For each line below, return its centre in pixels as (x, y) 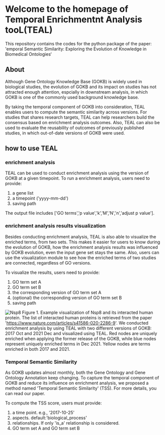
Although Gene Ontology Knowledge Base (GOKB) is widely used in (74, 81)
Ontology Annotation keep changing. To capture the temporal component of (82, 378)
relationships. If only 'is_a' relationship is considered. (66, 423)
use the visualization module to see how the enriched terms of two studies (81, 258)
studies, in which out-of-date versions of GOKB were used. (65, 133)
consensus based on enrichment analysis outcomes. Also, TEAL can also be (82, 122)
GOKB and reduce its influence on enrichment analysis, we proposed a (77, 383)
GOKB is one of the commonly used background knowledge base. (72, 97)
